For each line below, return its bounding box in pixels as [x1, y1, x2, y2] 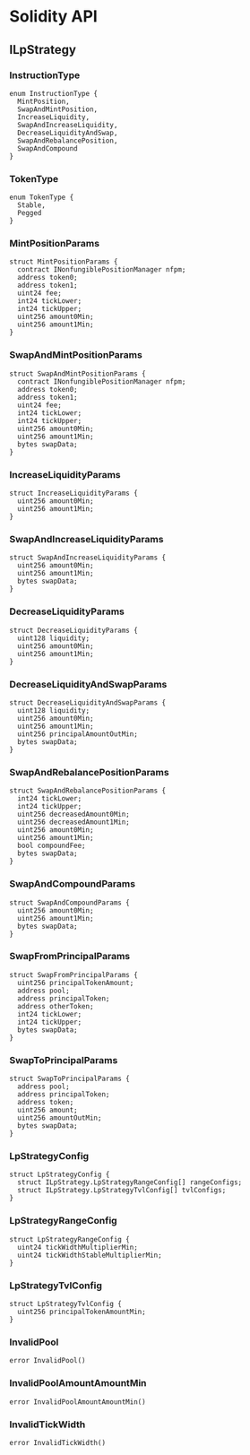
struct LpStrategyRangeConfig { [9, 1234, 130, 1243]
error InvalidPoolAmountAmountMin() [9, 1397, 146, 1407]
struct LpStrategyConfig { [9, 1170, 110, 1180]
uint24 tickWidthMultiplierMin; [17, 1243, 139, 1251]
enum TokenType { [9, 193, 74, 203]
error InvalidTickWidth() [9, 1438, 106, 1447]
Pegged [17, 209, 42, 218]
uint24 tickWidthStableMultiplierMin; [17, 1251, 163, 1260]
